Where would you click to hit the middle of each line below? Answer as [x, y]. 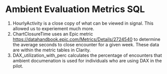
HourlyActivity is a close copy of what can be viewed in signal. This [83, 23]
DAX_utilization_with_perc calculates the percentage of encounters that [87, 55]
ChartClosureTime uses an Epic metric [53, 34]
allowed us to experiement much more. [53, 28]
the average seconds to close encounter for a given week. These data [86, 44]
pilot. [18, 66]
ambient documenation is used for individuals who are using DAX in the [87, 60]
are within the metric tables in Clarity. [52, 50]
